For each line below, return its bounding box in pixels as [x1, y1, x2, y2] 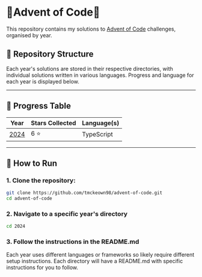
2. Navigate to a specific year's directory [6, 210, 128, 218]
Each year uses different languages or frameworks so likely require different [6, 251, 195, 258]
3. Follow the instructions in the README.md [6, 237, 139, 246]
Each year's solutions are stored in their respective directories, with [6, 65, 173, 72]
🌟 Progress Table [6, 101, 71, 111]
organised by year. [6, 31, 52, 38]
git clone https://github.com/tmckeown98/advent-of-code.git [6, 190, 163, 196]
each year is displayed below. [6, 78, 80, 85]
